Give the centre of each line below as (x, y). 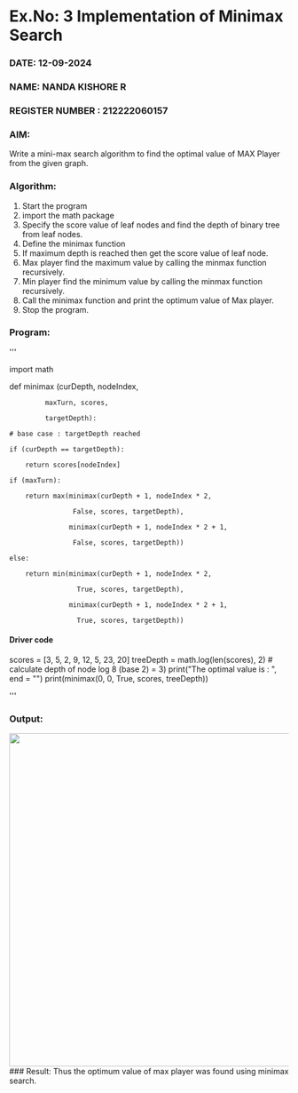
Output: (26, 719)
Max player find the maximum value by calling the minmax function (145, 262)
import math (31, 369)
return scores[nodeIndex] (73, 465)
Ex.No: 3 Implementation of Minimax (146, 16)
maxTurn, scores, (77, 403)
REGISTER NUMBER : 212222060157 (89, 110)
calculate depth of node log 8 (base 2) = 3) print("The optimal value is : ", (143, 669)
